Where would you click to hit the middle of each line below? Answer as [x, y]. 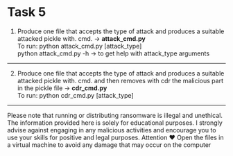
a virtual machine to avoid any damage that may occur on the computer [109, 145]
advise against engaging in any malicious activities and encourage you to [112, 130]
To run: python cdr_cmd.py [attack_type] [75, 95]
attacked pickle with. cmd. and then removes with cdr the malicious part [120, 80]
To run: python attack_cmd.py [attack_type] [79, 46]
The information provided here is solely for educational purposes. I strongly [115, 123]
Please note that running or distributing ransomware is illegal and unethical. [115, 115]
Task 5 [27, 12]
